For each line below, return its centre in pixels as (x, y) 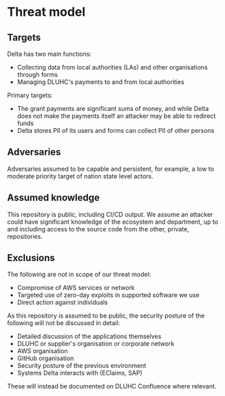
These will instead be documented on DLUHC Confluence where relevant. (112, 386)
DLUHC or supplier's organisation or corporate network (96, 344)
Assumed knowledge (53, 198)
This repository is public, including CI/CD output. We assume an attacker (110, 214)
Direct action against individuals (62, 302)
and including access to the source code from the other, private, (98, 229)
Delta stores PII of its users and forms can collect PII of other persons (116, 131)
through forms (37, 74)
